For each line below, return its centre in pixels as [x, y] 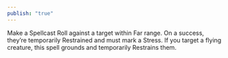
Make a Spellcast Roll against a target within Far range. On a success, [106, 33]
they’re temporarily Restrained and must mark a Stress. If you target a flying [114, 40]
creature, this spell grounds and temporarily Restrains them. [92, 47]
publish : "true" [30, 13]
